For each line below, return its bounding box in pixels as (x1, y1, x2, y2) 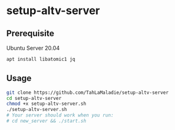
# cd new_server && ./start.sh (6, 118, 87, 124)
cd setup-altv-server (6, 95, 62, 101)
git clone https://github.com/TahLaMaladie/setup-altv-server (6, 90, 169, 96)
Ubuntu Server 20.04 (6, 44, 60, 52)
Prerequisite (6, 28, 55, 39)
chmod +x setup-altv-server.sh (6, 101, 87, 107)
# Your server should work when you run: (6, 112, 114, 118)
